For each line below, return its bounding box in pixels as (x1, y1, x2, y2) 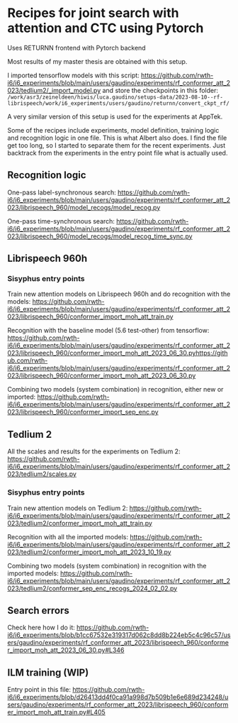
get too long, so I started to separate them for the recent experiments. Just (7, 140, 226, 150)
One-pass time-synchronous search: (7, 216, 115, 225)
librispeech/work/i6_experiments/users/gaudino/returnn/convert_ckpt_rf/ (7, 99, 230, 107)
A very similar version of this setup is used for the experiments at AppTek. (7, 112, 223, 121)
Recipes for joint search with (7, 5, 179, 21)
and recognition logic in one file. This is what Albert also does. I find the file (7, 133, 227, 142)
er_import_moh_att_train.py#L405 (7, 708, 106, 717)
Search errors (7, 605, 69, 617)
